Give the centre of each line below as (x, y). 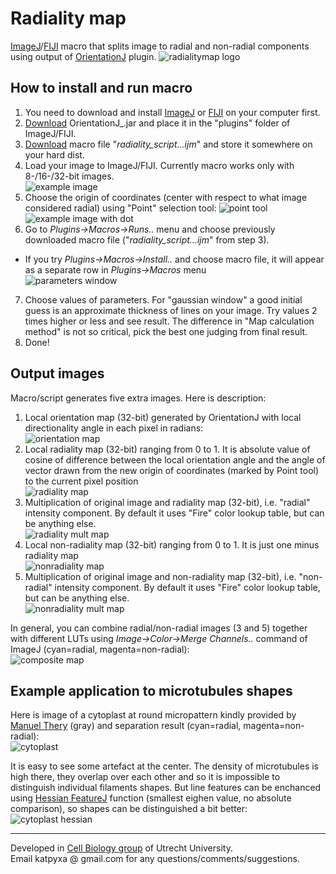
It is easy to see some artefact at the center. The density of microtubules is (164, 766)
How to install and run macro (101, 88)
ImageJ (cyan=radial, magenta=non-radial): (100, 649)
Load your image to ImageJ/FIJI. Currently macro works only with (159, 165)
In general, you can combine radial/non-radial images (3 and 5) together (159, 628)
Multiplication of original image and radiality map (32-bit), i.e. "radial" (167, 502)
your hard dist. (54, 154)
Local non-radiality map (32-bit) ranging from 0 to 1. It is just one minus (172, 544)
